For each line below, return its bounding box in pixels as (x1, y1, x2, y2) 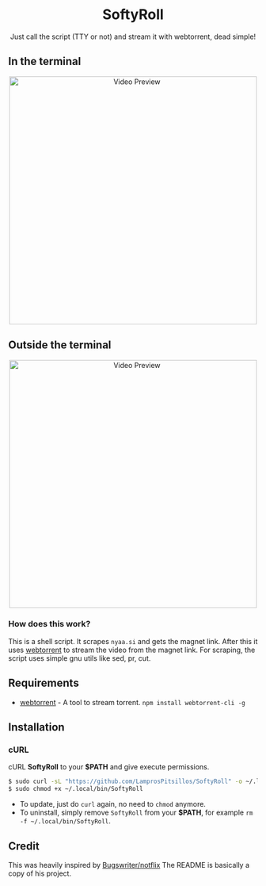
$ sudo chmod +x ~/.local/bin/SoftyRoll (8, 785, 144, 793)
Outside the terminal (8, 339, 112, 352)
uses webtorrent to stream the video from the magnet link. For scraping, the (8, 645, 256, 654)
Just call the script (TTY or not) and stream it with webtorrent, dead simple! (9, 32, 256, 41)
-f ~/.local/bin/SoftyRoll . (19, 816, 111, 826)
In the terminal (8, 55, 82, 68)
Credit (8, 839, 40, 853)
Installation (8, 720, 65, 734)
